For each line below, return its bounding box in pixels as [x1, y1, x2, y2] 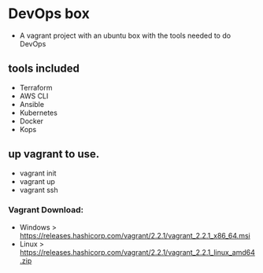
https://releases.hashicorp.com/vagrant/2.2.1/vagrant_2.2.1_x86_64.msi [19, 231, 250, 240]
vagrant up [19, 176, 55, 186]
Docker [19, 116, 44, 126]
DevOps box [8, 5, 91, 23]
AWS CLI [19, 91, 49, 101]
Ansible [19, 99, 45, 109]
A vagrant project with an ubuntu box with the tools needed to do [19, 31, 231, 40]
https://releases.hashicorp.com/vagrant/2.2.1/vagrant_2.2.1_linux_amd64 [19, 247, 256, 256]
